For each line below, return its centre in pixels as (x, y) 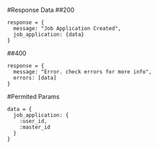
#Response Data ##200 (41, 10)
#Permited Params (33, 96)
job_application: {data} (49, 34)
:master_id (35, 127)
